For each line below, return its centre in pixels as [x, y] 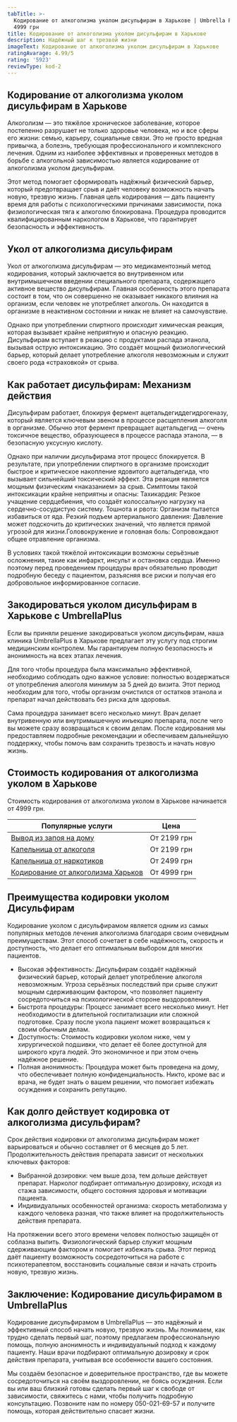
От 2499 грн [171, 861]
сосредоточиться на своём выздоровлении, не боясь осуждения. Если [115, 1381]
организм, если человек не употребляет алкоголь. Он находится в [108, 304]
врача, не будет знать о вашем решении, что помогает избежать [116, 1081]
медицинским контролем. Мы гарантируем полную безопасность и [110, 648]
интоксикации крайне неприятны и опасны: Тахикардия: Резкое [104, 494]
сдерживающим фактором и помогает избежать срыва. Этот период [112, 1250]
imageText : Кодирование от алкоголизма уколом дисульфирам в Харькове [113, 47]
